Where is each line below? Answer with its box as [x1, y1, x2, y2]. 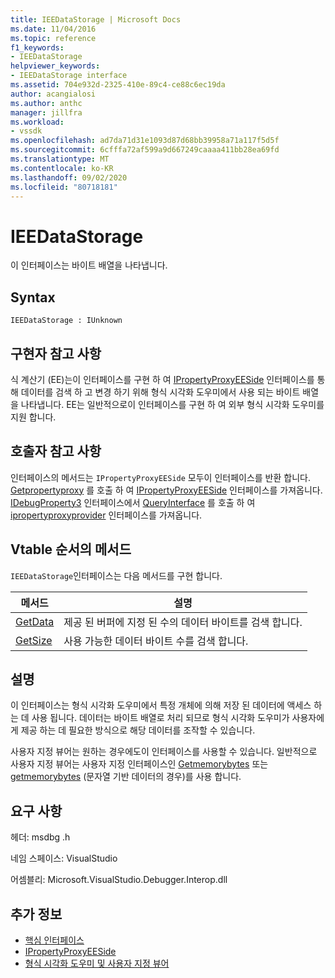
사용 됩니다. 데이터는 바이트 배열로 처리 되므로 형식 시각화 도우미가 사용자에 [31, 712, 325, 724]
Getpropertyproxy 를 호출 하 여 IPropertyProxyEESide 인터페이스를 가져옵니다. [10, 484, 323, 496]
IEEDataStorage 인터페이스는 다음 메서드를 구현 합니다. [10, 569, 223, 581]
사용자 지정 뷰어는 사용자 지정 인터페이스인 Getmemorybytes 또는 [10, 758, 269, 770]
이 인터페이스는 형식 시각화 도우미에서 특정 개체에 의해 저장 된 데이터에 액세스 [10, 699, 312, 711]
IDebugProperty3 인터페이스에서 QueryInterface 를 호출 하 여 [10, 496, 256, 508]
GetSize [15, 633, 53, 647]
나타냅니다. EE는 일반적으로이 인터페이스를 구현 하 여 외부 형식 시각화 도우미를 [20, 398, 325, 410]
